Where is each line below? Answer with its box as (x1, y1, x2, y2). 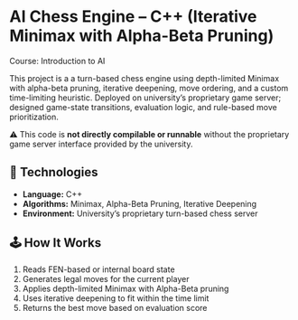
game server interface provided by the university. (9, 138, 193, 149)
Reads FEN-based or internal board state (22, 264, 175, 275)
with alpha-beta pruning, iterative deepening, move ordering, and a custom (9, 82, 289, 93)
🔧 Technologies (9, 165, 98, 180)
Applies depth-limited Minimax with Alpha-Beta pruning (22, 283, 229, 294)
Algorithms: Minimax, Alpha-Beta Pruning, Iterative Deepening (22, 198, 257, 209)
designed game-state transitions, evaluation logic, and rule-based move (9, 101, 277, 112)
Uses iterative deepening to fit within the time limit (22, 292, 210, 304)
